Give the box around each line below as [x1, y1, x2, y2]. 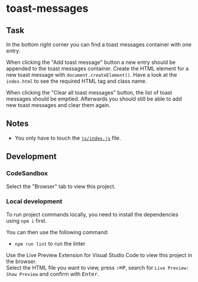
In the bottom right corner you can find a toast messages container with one [6, 41, 192, 48]
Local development [6, 197, 63, 206]
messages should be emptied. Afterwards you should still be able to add [6, 95, 182, 102]
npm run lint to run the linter [14, 240, 86, 247]
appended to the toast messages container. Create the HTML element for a [6, 65, 189, 72]
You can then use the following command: [6, 228, 109, 235]
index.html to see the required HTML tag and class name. [6, 77, 147, 85]
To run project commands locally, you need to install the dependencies [6, 210, 178, 218]
